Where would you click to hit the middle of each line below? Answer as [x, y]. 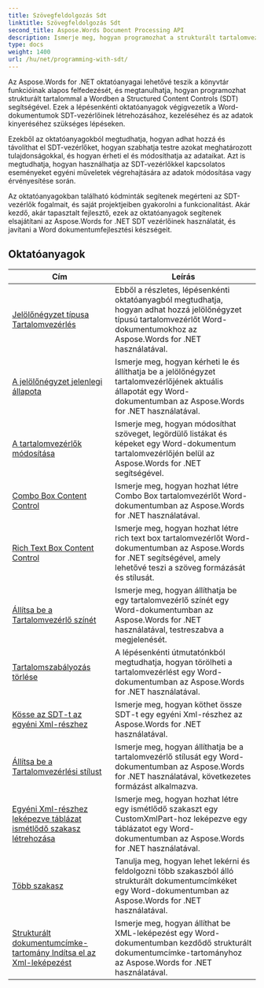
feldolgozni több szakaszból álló [174, 871]
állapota [27, 391]
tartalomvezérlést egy [155, 672]
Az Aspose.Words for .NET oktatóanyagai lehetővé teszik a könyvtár [119, 82]
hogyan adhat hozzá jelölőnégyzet [178, 310]
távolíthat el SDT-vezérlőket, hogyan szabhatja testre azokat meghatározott [130, 147]
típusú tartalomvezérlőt [158, 319]
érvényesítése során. [42, 180]
